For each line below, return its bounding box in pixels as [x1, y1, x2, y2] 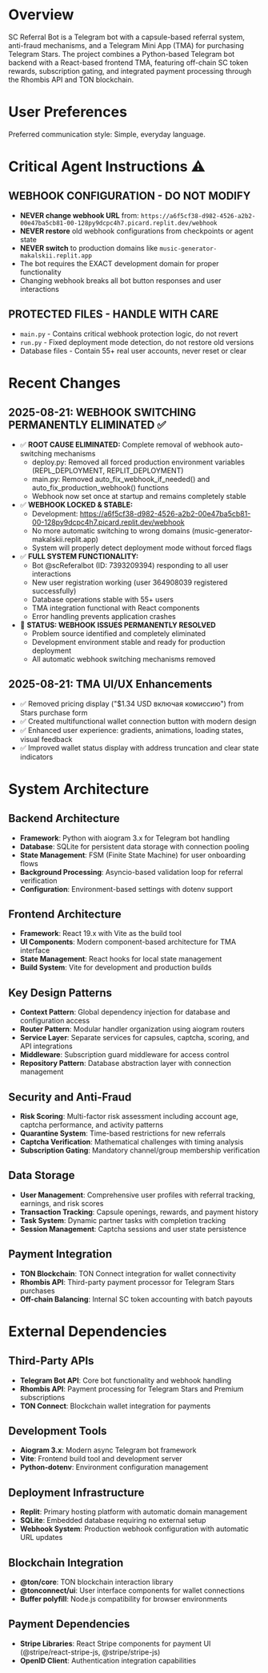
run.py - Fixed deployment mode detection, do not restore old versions [19, 337, 254, 346]
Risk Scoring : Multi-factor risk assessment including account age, [19, 1111, 238, 1120]
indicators [19, 751, 54, 761]
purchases [19, 1286, 55, 1295]
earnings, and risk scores [19, 1198, 104, 1208]
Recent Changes [8, 374, 122, 392]
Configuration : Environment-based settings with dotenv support [19, 884, 234, 893]
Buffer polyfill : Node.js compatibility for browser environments [19, 1594, 228, 1603]
